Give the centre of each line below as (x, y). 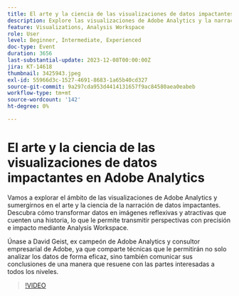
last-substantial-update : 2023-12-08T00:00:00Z (79, 60)
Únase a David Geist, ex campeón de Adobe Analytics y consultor (104, 241)
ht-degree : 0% (28, 106)
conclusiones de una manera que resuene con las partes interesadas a (111, 264)
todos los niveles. (33, 271)
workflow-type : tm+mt (39, 93)
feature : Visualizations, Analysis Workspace (76, 27)
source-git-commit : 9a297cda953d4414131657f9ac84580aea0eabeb (101, 87)
